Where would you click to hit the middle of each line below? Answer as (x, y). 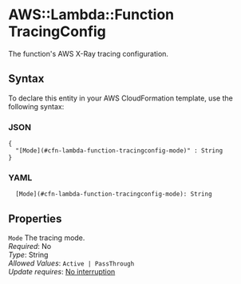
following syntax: (36, 106)
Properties (35, 218)
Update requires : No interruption (62, 272)
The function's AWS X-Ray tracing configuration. (89, 53)
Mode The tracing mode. (47, 238)
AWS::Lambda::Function (91, 15)
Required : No (30, 247)
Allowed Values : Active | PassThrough (71, 263)
